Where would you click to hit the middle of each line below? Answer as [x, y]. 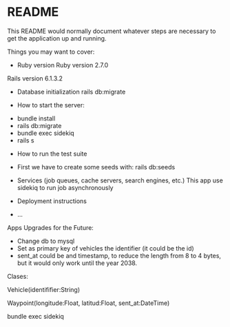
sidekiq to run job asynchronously [65, 187]
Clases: [18, 276]
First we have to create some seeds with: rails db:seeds [96, 167]
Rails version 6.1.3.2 [35, 78]
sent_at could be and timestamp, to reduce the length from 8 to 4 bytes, [119, 255]
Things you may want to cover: [51, 52]
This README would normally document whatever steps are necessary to [112, 31]
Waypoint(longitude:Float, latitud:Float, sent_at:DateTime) [88, 303]
